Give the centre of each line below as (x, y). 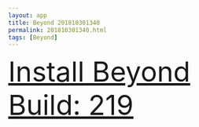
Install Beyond (99, 72)
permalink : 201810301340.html (58, 30)
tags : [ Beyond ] (33, 37)
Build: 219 (71, 105)
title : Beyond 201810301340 (54, 23)
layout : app (28, 15)
